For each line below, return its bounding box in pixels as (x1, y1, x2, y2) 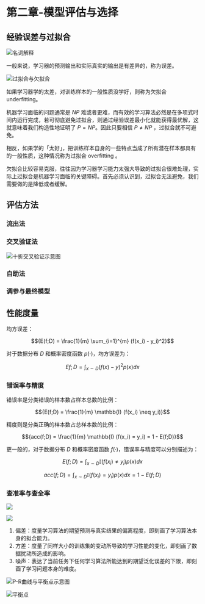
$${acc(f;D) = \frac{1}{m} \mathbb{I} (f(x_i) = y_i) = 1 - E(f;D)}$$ (21, 433, 184, 440)
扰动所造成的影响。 (20, 550, 69, 557)
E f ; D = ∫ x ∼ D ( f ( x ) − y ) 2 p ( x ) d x (65, 362, 140, 372)
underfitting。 (6, 96, 41, 102)
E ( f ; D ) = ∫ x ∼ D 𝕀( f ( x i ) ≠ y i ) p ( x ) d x (62, 458, 143, 467)
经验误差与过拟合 (6, 32, 71, 42)
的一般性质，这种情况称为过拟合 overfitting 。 (6, 152, 121, 159)
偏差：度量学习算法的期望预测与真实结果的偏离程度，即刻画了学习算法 (15, 527, 192, 534)
